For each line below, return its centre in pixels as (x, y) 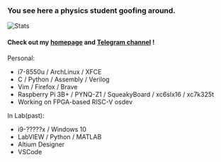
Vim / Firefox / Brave (47, 86)
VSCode (30, 151)
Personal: (21, 58)
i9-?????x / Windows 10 (52, 129)
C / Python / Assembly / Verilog (63, 79)
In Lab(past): (26, 115)
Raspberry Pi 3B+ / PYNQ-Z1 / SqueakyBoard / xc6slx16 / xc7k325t (116, 94)
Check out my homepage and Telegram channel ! (81, 42)
